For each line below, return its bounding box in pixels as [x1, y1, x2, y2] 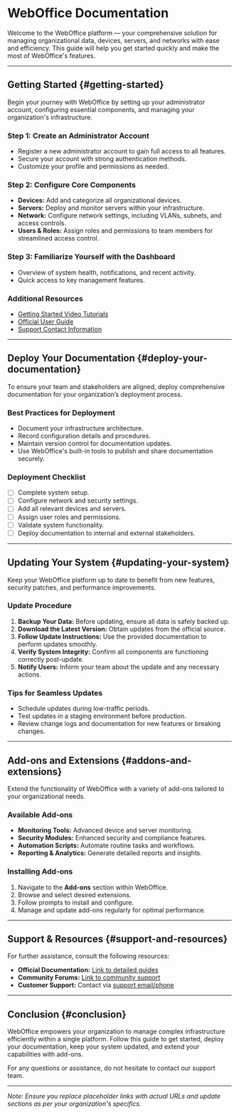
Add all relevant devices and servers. [17, 505, 127, 513]
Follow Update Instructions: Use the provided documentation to [17, 632, 207, 640]
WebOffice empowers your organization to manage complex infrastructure [7, 1027, 225, 1036]
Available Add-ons [7, 809, 73, 819]
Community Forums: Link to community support [17, 973, 161, 982]
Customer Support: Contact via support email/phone [17, 981, 174, 989]
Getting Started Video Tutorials [17, 309, 109, 318]
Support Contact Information [17, 325, 102, 333]
